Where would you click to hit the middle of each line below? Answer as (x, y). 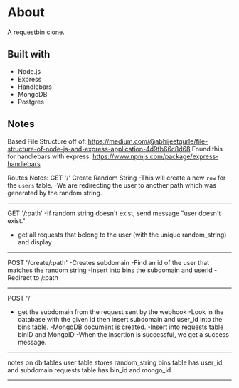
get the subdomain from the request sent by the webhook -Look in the (121, 312)
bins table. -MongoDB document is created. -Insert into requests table (121, 327)
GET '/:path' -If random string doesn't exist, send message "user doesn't (114, 213)
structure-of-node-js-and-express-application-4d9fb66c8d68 (99, 149)
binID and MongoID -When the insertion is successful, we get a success (123, 334)
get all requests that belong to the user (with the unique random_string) (122, 235)
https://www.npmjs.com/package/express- (155, 156)
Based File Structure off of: (47, 141)
